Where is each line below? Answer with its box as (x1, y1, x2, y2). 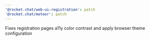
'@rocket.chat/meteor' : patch (5, 12, 67, 17)
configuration (5, 30, 32, 36)
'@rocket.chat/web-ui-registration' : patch (5, 7, 96, 12)
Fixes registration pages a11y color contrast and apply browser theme (5, 25, 146, 31)
